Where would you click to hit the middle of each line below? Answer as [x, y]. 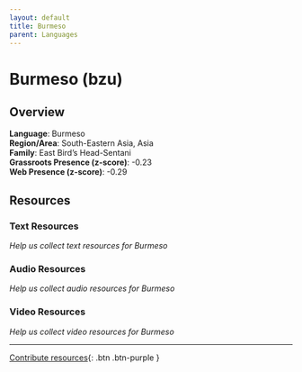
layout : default [40, 18]
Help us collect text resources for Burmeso [89, 246]
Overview [37, 112]
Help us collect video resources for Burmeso [92, 331]
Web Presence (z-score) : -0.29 [68, 172]
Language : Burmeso [47, 134]
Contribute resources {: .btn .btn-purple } [84, 358]
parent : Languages [44, 34]
